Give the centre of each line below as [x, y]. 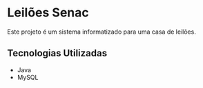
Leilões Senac [48, 13]
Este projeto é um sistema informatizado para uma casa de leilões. [102, 32]
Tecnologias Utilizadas [57, 53]
